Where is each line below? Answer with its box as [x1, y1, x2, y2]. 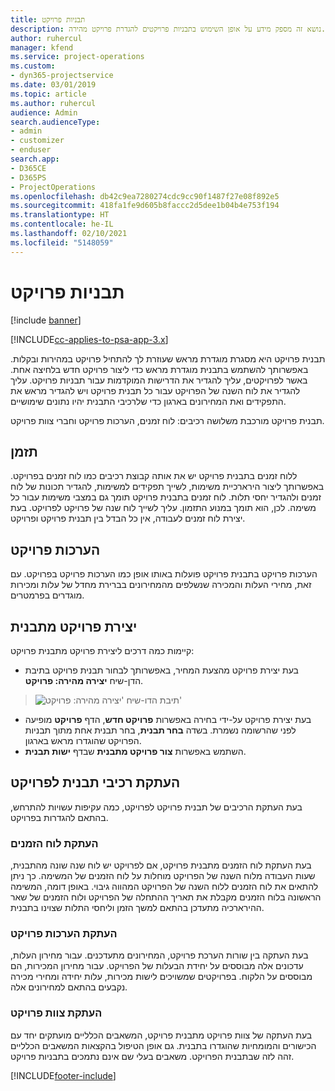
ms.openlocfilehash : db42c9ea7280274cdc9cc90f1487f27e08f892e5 [10, 191, 280, 201]
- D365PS [10, 172, 47, 183]
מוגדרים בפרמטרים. [10, 589, 85, 601]
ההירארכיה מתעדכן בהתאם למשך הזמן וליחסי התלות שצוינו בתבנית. [10, 902, 265, 914]
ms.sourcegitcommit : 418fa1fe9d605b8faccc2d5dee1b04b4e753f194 [10, 201, 280, 211]
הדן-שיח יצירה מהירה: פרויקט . [24, 675, 144, 686]
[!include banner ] [10, 314, 82, 326]
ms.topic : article [10, 89, 87, 99]
